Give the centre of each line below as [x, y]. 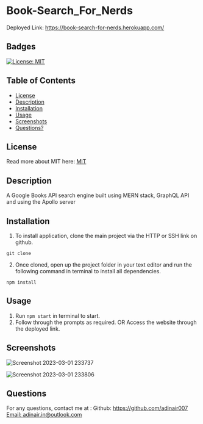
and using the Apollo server [41, 202]
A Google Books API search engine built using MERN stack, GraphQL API [98, 195]
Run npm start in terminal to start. [58, 315]
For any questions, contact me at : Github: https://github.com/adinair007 [97, 408]
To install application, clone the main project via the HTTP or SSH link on [106, 236]
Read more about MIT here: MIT [46, 162]
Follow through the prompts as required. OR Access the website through [106, 322]
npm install [21, 282]
